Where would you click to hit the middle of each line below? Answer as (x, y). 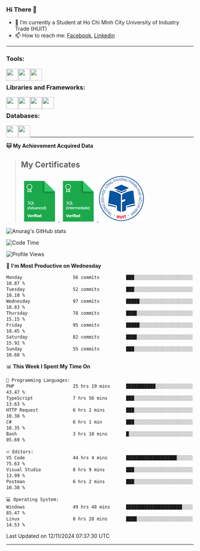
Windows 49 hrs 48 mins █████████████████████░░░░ (100, 507)
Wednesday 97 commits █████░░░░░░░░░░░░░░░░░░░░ (100, 301)
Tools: (15, 59)
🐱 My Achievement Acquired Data (50, 146)
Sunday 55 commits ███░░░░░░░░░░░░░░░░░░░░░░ (100, 349)
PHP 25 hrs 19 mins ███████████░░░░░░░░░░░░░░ (100, 386)
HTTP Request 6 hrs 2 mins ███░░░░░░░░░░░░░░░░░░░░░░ (100, 410)
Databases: (23, 116)
